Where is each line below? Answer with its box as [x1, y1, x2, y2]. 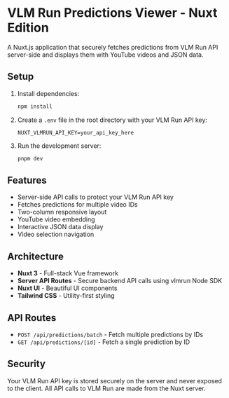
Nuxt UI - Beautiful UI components [17, 284, 118, 292]
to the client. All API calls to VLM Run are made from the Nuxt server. [7, 384, 206, 392]
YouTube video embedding [17, 215, 96, 224]
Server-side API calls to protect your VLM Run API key [17, 193, 174, 201]
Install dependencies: [17, 89, 80, 97]
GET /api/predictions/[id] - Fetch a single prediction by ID [17, 338, 190, 346]
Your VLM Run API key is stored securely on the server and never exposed [7, 376, 223, 385]
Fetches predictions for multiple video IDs [17, 200, 138, 209]
